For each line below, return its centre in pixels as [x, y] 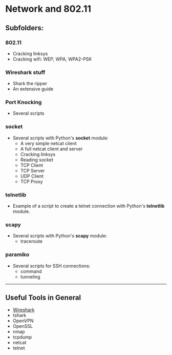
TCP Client [32, 165]
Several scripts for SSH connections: [51, 266]
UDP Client [32, 176]
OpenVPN [23, 321]
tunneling [30, 277]
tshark [19, 315]
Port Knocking [24, 102]
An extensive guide [33, 89]
